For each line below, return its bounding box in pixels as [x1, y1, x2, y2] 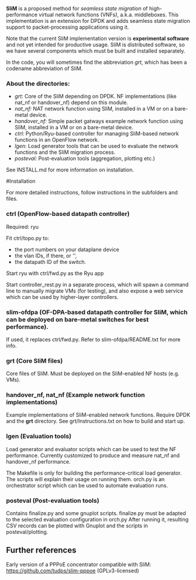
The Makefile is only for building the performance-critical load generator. [6, 469, 182, 476]
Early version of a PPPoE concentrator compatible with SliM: [6, 561, 152, 568]
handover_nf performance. [6, 458, 71, 465]
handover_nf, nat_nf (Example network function [6, 391, 145, 399]
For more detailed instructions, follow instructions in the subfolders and [6, 189, 178, 196]
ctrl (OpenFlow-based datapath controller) [6, 210, 130, 218]
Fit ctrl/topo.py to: [6, 234, 50, 242]
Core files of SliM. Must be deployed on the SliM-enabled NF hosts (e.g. [6, 370, 180, 377]
